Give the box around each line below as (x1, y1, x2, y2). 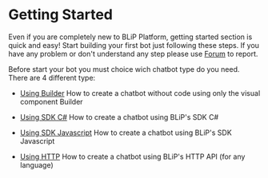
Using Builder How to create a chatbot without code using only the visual (19, 88, 261, 97)
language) (19, 160, 54, 169)
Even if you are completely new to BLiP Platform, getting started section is (8, 32, 253, 42)
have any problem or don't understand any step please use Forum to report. (8, 49, 258, 58)
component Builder (19, 97, 83, 106)
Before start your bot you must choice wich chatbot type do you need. (8, 64, 240, 73)
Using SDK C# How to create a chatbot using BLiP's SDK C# (19, 112, 219, 121)
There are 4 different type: (8, 73, 96, 82)
